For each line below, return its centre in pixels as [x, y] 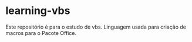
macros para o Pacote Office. [41, 33]
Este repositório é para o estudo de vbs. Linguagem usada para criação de [96, 27]
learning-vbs [38, 11]
